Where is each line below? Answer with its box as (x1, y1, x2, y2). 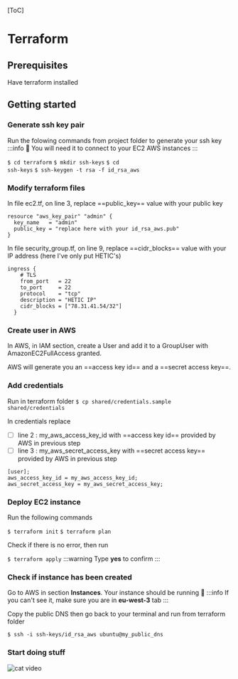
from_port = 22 (20, 278, 72, 285)
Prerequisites (7, 59, 68, 71)
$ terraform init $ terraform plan (7, 528, 112, 535)
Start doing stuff (7, 648, 65, 658)
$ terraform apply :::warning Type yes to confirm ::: (7, 554, 161, 563)
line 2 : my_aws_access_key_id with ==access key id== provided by (17, 431, 216, 439)
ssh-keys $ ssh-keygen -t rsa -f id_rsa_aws (7, 167, 140, 174)
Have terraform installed (7, 78, 78, 86)
